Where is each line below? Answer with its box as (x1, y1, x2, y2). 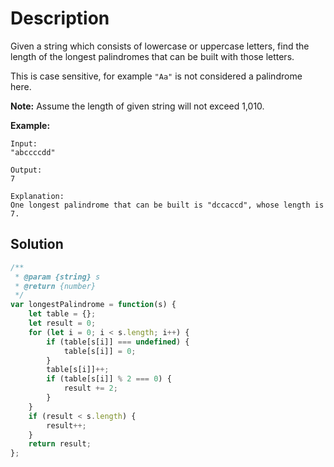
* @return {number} (14, 281, 97, 291)
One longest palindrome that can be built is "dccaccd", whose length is (10, 200, 325, 210)
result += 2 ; (63, 383, 118, 394)
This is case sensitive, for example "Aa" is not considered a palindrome (10, 70, 303, 82)
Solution (10, 236, 64, 253)
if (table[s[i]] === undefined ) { (46, 337, 190, 347)
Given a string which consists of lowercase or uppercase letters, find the (10, 40, 310, 52)
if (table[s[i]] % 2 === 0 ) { (46, 374, 172, 384)
